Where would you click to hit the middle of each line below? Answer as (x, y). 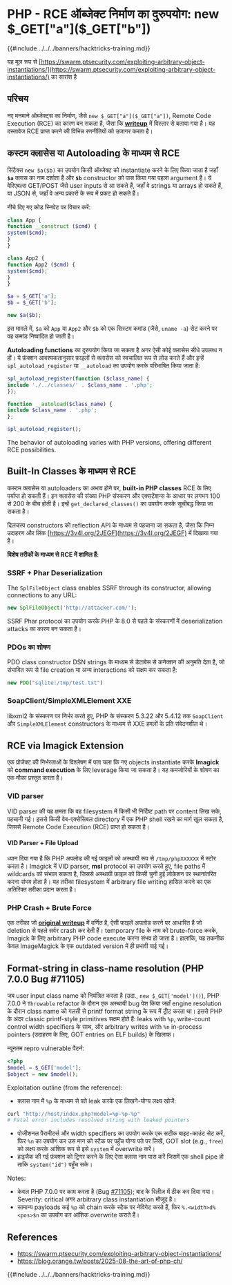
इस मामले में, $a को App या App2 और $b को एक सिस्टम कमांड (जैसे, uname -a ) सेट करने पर (112, 328)
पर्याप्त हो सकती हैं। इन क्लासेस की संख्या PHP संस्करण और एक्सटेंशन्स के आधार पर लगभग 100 (114, 496)
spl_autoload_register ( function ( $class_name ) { (78, 378)
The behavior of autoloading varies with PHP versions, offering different (109, 443)
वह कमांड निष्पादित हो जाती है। (41, 336)
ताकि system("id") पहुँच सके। (55, 1165)
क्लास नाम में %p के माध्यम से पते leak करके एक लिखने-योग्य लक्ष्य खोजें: (96, 1101)
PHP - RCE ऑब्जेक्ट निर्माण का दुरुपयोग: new (113, 14)
